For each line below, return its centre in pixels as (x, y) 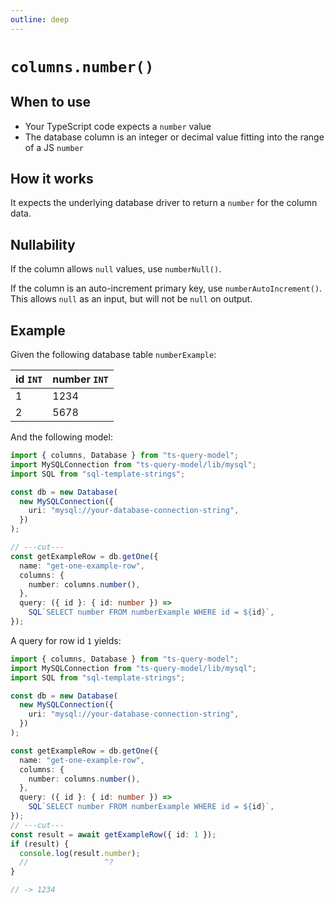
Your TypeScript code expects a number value (118, 126)
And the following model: (61, 437)
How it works (52, 179)
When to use (51, 102)
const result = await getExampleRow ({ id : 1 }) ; (113, 834)
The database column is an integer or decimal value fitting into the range (174, 137)
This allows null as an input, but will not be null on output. (131, 299)
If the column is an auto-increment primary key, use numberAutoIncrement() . (166, 288)
